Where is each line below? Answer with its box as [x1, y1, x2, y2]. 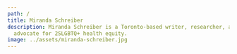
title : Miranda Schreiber [7, 17, 83, 24]
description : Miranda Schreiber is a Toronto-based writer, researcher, [7, 23, 226, 30]
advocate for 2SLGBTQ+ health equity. [13, 29, 128, 37]
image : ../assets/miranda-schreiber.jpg [7, 36, 128, 43]
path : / [7, 10, 30, 18]
